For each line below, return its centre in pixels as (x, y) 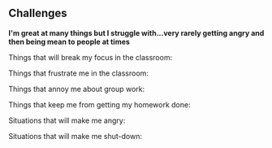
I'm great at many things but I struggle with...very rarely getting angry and (136, 33)
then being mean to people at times (69, 41)
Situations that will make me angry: (67, 120)
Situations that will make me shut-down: (75, 136)
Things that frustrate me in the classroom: (78, 73)
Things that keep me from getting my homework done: (99, 104)
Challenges (38, 13)
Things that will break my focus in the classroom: (91, 57)
